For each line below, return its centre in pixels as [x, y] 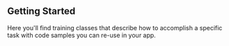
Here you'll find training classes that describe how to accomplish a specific [115, 27]
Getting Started [41, 11]
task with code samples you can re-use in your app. [82, 35]
